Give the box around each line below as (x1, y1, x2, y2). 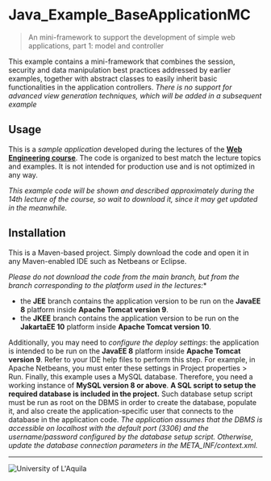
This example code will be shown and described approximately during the (8, 186, 255, 195)
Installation (8, 226, 66, 240)
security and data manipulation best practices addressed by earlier (8, 65, 231, 74)
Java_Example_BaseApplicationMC (8, 6, 252, 24)
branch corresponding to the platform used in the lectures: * (8, 280, 207, 290)
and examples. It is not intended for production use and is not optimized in (8, 161, 256, 171)
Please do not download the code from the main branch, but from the (8, 272, 240, 282)
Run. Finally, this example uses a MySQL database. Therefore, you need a (8, 371, 253, 381)
